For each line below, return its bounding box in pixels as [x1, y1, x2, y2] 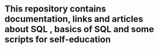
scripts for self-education [4, 34, 111, 45]
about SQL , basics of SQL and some [4, 24, 154, 35]
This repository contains [4, 3, 106, 14]
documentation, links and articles [4, 13, 143, 24]
